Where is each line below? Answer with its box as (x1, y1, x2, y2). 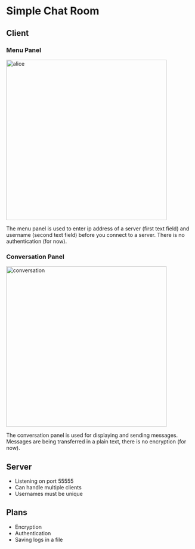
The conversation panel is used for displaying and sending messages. (6, 431, 178, 439)
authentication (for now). (6, 238, 67, 245)
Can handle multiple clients (14, 483, 82, 491)
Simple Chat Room (6, 4, 100, 18)
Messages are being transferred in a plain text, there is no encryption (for (6, 438, 187, 445)
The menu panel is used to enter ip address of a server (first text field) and (6, 225, 190, 232)
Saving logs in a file (14, 536, 63, 543)
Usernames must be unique (14, 490, 83, 497)
